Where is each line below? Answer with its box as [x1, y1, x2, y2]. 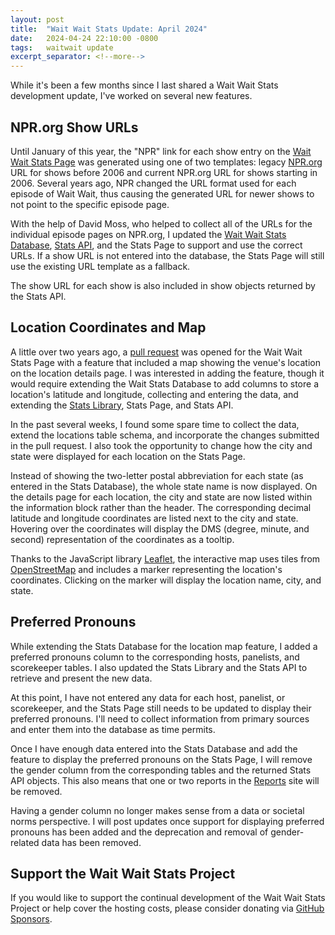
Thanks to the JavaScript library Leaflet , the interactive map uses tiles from [10, 552, 321, 565]
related [10, 836, 40, 848]
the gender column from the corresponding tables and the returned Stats [10, 764, 312, 776]
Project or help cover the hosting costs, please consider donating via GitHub [10, 902, 325, 915]
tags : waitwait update [10, 42, 114, 53]
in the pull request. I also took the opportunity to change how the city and [10, 439, 313, 451]
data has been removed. [41, 836, 142, 848]
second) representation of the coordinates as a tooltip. [10, 533, 235, 545]
